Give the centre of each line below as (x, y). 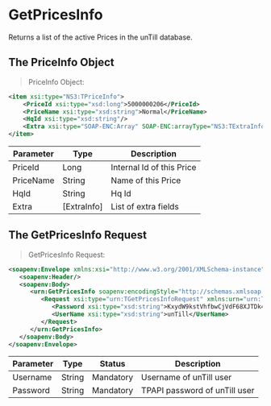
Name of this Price (146, 180)
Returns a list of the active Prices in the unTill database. (101, 37)
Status (113, 364)
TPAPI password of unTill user (198, 391)
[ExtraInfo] (83, 207)
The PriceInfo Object (61, 62)
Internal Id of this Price (154, 167)
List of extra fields (145, 207)
